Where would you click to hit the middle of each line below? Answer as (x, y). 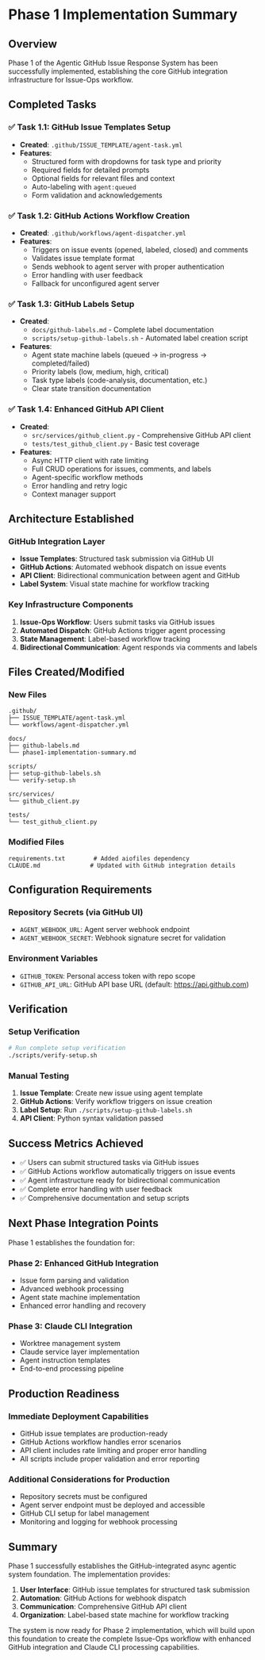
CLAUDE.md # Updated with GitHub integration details (122, 865)
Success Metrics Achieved (76, 1143)
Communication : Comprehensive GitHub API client (103, 1607)
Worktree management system (70, 1344)
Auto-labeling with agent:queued (84, 186)
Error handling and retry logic (80, 485)
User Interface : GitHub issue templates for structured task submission (134, 1590)
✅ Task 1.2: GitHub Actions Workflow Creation (99, 216)
